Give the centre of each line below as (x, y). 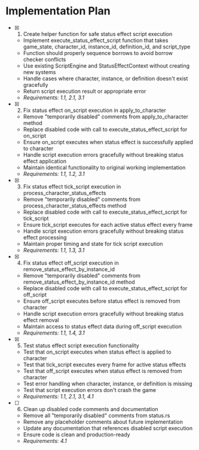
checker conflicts (45, 59)
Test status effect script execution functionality (81, 345)
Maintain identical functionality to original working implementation (104, 167)
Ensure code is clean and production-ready (76, 434)
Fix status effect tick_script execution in (72, 186)
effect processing (45, 237)
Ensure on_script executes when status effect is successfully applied (108, 142)
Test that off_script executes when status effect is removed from (102, 371)
